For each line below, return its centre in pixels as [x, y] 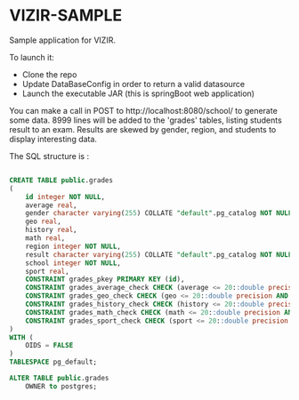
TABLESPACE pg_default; [53, 362]
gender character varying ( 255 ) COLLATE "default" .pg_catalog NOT [149, 213]
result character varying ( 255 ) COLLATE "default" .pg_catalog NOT [149, 254]
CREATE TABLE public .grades [61, 180]
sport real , [47, 271]
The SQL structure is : [49, 156]
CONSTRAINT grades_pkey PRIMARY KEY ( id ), [105, 280]
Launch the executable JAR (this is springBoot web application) [138, 93]
